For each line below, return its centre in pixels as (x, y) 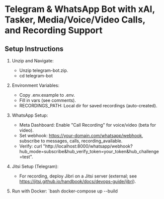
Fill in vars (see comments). (47, 100)
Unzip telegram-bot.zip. (43, 70)
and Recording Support (54, 30)
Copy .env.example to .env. (47, 95)
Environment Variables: (36, 85)
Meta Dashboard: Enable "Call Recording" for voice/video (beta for (87, 125)
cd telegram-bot (36, 76)
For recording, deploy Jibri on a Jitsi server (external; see (78, 176)
